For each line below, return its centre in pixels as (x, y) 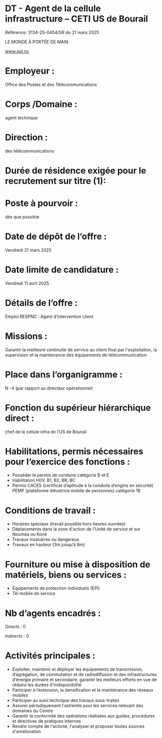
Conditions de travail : (50, 510)
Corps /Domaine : (41, 104)
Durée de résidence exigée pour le (76, 170)
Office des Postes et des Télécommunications (51, 84)
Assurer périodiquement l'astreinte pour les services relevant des (78, 706)
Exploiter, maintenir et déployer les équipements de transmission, (78, 669)
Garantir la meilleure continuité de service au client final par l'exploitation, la (81, 350)
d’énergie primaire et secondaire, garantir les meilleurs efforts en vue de (84, 680)
